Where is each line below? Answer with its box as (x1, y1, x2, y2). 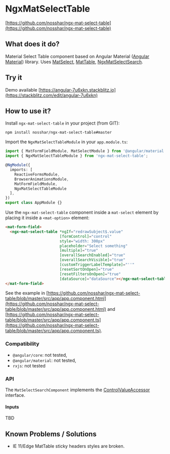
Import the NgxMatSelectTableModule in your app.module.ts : (5, 139, 128, 145)
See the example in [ (5, 290, 48, 296)
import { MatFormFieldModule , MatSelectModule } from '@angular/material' (5, 149, 166, 154)
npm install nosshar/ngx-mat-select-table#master (5, 130, 112, 135)
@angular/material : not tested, (12, 357, 76, 363)
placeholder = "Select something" (59, 243, 128, 249)
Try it (5, 73, 22, 82)
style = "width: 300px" (59, 238, 105, 243)
